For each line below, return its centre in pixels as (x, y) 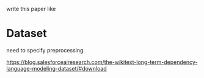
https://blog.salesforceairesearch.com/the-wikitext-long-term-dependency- (102, 62)
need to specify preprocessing (45, 50)
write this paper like (31, 9)
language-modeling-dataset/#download (56, 68)
